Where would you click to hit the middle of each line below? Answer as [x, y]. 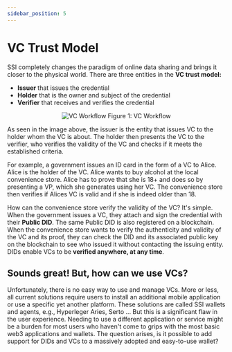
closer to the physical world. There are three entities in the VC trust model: [114, 74]
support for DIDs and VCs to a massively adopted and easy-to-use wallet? [113, 341]
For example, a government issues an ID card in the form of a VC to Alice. [112, 165]
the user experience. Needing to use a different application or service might [115, 319]
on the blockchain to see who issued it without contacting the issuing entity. [115, 244]
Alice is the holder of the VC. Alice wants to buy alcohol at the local [103, 172]
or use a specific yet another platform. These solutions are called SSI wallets [116, 304]
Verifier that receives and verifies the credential [86, 102]
